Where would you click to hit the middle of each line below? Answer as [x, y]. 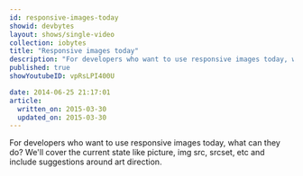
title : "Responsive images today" [74, 51]
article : [26, 101]
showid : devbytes [42, 26]
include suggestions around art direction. [86, 162]
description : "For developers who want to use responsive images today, [149, 59]
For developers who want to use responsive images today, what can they [145, 143]
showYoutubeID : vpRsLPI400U [62, 76]
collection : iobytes [48, 43]
